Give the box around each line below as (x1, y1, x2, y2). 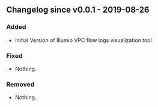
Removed (6, 80, 35, 88)
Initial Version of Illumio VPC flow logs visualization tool (14, 36, 152, 44)
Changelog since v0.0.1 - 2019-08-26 (6, 5, 150, 15)
